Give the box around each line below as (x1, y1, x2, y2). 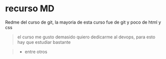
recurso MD (5, 3, 55, 14)
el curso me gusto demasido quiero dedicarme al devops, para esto (17, 34, 156, 40)
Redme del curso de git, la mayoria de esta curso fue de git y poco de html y (5, 19, 161, 25)
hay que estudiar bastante (17, 39, 71, 45)
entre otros (24, 49, 48, 55)
